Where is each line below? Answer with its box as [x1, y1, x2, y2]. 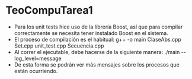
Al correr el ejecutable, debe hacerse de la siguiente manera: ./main [14, 48, 180, 55]
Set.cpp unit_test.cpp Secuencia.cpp [14, 42, 104, 49]
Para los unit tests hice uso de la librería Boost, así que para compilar [14, 23, 183, 30]
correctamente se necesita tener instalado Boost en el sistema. [14, 29, 168, 36]
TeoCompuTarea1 [5, 4, 93, 17]
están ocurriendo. [14, 67, 58, 74]
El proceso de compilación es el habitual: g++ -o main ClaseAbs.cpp [14, 36, 182, 43]
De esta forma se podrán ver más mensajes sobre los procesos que [14, 61, 180, 68]
